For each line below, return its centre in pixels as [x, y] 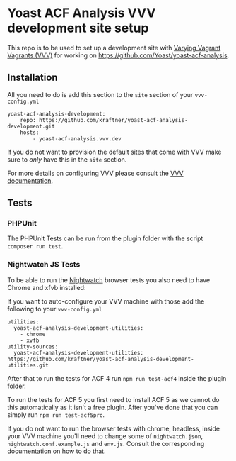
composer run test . [35, 246]
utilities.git [28, 365]
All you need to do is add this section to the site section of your [100, 94]
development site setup [78, 28]
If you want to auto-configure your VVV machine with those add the [106, 301]
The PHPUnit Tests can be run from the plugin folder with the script [105, 238]
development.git [31, 126]
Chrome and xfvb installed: [47, 287]
